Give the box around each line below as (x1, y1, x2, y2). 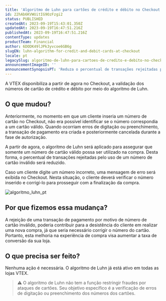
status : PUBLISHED (5, 16, 43, 21)
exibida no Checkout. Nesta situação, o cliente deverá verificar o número (5, 174, 154, 180)
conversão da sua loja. (5, 238, 51, 244)
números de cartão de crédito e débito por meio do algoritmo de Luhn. (5, 86, 149, 91)
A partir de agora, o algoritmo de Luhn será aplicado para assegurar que (5, 144, 153, 150)
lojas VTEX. (5, 270, 29, 276)
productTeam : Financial (5, 40, 54, 44)
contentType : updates (5, 35, 50, 40)
